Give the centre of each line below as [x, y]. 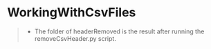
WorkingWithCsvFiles [72, 13]
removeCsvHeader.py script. [75, 38]
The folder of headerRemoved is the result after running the [119, 31]
